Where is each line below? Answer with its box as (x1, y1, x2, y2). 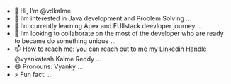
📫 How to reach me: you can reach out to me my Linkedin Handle (13, 44, 207, 53)
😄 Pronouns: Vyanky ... (13, 62, 84, 71)
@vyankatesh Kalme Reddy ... (13, 55, 101, 63)
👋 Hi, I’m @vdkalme (13, 7, 72, 15)
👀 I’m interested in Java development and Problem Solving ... (13, 14, 192, 23)
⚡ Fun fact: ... (13, 71, 53, 78)
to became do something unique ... (13, 37, 116, 45)
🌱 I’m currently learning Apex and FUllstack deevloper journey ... (13, 22, 203, 30)
